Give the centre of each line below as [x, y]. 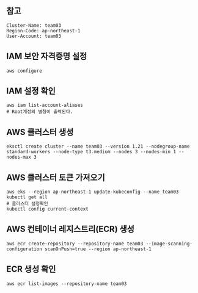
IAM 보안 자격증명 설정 [47, 56]
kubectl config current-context [47, 209]
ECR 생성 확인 [31, 269]
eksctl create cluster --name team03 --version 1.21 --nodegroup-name [98, 146]
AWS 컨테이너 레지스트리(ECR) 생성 [70, 229]
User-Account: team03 [34, 36]
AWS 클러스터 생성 [40, 132]
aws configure [24, 71]
